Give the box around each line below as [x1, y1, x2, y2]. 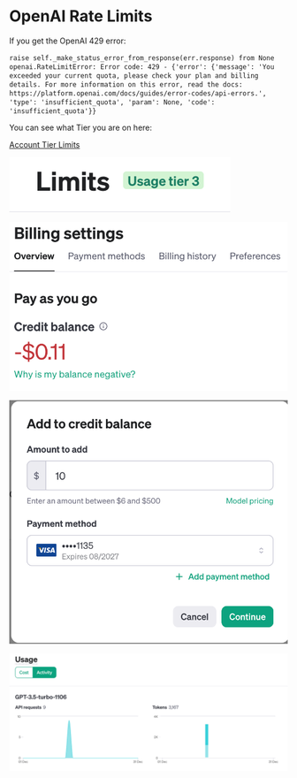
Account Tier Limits [9, 139, 80, 149]
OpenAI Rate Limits [9, 6, 153, 27]
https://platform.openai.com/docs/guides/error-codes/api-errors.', [9, 88, 267, 98]
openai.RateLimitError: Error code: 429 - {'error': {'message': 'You [9, 62, 275, 72]
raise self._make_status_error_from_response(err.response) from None [9, 53, 275, 63]
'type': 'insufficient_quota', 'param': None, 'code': [9, 97, 216, 107]
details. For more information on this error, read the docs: [9, 80, 243, 89]
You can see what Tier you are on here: [9, 122, 153, 133]
